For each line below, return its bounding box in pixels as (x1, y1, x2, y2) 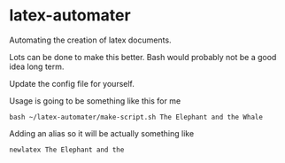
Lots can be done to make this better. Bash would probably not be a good (9, 51, 277, 62)
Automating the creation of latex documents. (9, 35, 172, 45)
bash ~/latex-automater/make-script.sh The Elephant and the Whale (9, 113, 264, 121)
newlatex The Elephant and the (9, 145, 125, 154)
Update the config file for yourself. (9, 78, 135, 89)
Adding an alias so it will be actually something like (9, 128, 195, 138)
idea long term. (9, 61, 65, 72)
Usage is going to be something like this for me (9, 95, 181, 106)
